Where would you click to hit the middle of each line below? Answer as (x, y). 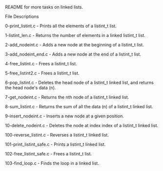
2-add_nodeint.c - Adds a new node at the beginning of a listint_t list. (74, 45)
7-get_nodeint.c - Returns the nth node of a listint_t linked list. (67, 97)
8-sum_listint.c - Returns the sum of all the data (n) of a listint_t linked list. (79, 106)
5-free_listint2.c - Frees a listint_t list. (42, 73)
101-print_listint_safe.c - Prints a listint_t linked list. (55, 144)
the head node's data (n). (31, 88)
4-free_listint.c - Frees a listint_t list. (41, 64)
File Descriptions (22, 16)
